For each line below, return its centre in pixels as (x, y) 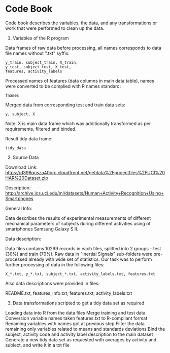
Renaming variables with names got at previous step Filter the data (75, 323)
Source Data (26, 157)
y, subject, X (20, 114)
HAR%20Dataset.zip (27, 178)
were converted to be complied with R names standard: (63, 86)
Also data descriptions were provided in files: (53, 283)
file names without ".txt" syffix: (38, 53)
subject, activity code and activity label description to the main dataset (79, 334)
